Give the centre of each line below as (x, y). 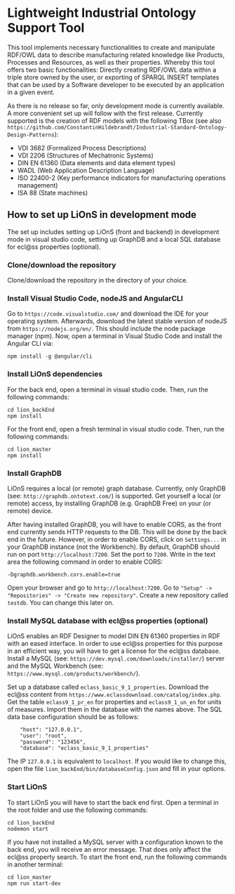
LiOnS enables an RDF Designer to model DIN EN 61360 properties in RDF (114, 636)
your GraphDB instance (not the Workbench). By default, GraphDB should (114, 547)
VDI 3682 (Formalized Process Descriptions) (82, 148)
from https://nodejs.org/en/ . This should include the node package (106, 329)
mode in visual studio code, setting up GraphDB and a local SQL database (114, 239)
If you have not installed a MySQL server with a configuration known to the (115, 842)
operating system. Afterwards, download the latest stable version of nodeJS (117, 321)
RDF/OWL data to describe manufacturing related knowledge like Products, (116, 55)
